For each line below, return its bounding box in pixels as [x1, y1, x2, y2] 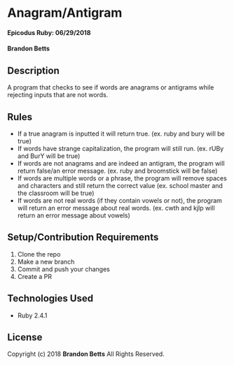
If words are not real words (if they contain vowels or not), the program [17, 196, 223, 204]
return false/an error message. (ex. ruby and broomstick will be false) [17, 166, 218, 175]
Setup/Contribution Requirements [7, 231, 159, 243]
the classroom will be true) [17, 189, 95, 197]
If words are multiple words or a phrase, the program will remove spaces [17, 174, 228, 182]
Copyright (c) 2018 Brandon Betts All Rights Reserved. [7, 350, 165, 358]
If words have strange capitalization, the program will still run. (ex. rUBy [17, 145, 224, 152]
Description [7, 64, 60, 76]
